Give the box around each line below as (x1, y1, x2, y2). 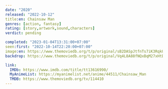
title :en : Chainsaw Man (5, 16, 55, 21)
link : (5, 62, 16, 67)
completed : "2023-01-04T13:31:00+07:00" (5, 39, 91, 45)
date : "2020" (5, 7, 32, 12)
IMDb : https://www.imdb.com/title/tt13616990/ (9, 67, 108, 72)
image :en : (5, 48, 26, 54)
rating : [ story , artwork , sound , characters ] (5, 26, 95, 31)
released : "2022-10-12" (5, 12, 55, 17)
